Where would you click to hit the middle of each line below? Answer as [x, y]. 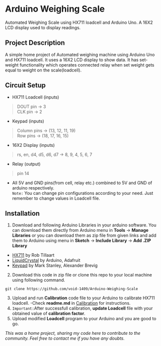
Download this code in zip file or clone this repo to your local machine [82, 275]
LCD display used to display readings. [43, 27]
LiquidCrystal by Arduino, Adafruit [46, 260]
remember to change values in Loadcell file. [56, 198]
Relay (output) [26, 164]
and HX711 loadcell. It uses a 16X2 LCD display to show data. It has [72, 60]
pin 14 [23, 173]
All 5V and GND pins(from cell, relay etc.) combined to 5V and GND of [82, 183]
